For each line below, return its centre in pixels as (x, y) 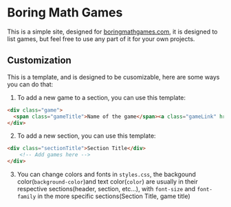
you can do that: (30, 84)
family (26, 197)
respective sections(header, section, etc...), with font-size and (106, 189)
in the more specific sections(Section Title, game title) (114, 196)
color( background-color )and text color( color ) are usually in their (107, 182)
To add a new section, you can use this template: (86, 136)
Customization (40, 61)
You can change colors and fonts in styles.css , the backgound (106, 174)
